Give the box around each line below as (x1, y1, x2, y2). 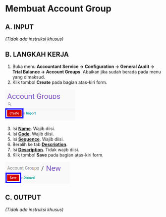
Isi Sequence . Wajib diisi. (12, 136, 64, 142)
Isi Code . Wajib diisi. (12, 131, 54, 137)
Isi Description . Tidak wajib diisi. (12, 146, 79, 152)
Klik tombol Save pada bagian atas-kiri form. (12, 152, 104, 158)
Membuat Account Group (5, 3, 111, 14)
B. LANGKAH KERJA (5, 50, 69, 59)
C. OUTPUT (5, 193, 41, 202)
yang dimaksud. (12, 74, 46, 80)
